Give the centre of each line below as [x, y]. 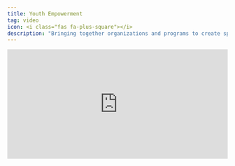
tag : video [23, 20]
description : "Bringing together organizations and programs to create [114, 33]
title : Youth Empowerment [45, 14]
